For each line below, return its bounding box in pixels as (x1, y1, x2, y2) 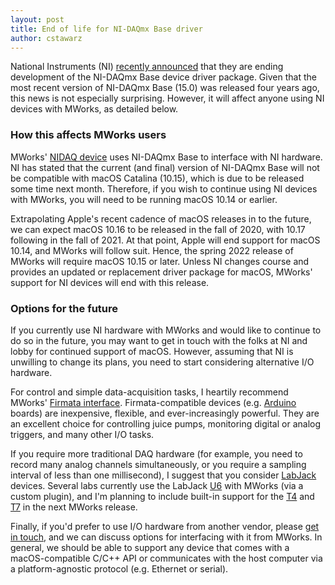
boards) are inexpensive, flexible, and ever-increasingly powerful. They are (10, 407, 320, 419)
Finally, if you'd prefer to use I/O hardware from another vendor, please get (10, 520, 320, 532)
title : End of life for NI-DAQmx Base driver (10, 24, 203, 34)
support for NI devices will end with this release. (10, 276, 210, 288)
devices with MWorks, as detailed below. (10, 103, 179, 115)
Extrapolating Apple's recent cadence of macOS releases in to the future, (10, 212, 312, 225)
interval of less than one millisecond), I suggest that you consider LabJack (10, 469, 317, 481)
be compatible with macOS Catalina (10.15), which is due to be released (10, 172, 305, 184)
